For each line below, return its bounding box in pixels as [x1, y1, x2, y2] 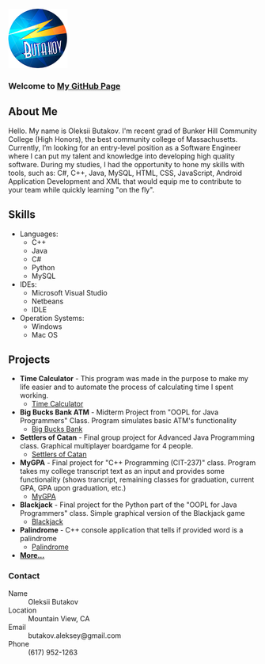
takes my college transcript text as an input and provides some [19, 467, 225, 476]
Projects [8, 353, 51, 366]
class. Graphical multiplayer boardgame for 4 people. [19, 441, 194, 451]
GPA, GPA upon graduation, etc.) [19, 483, 127, 493]
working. [19, 391, 49, 400]
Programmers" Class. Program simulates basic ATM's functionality [19, 416, 237, 425]
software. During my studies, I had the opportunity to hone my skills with [8, 159, 245, 169]
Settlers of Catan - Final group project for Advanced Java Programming [19, 433, 256, 442]
